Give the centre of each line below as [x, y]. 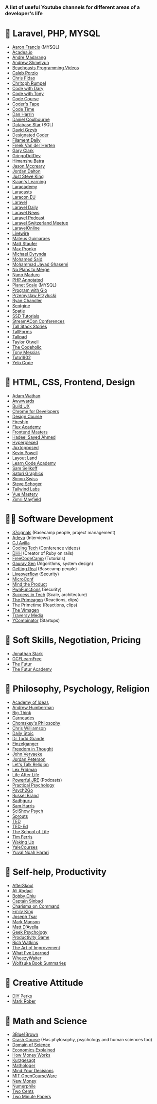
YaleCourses [25, 847]
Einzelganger [25, 744]
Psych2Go [22, 790]
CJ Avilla [21, 543]
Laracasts [22, 192]
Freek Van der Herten [34, 145]
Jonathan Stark [27, 654]
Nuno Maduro [26, 275]
